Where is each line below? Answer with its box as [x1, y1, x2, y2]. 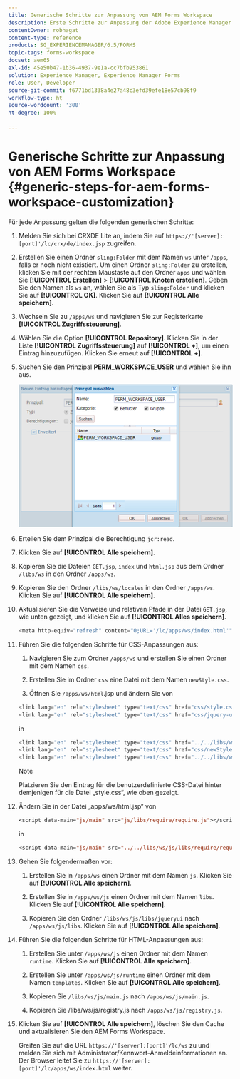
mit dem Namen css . [28, 661, 90, 670]
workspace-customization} [8, 194, 174, 211]
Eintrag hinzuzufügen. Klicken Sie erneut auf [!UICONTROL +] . [18, 348, 203, 357]
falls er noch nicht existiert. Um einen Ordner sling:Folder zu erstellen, [18, 260, 229, 269]
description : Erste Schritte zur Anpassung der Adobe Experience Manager [8, 19, 232, 26]
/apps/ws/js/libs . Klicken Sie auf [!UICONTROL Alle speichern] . [28, 921, 220, 930]
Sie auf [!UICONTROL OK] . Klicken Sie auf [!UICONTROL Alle [18, 290, 199, 299]
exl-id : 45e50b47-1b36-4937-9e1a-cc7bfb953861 [8, 64, 149, 71]
